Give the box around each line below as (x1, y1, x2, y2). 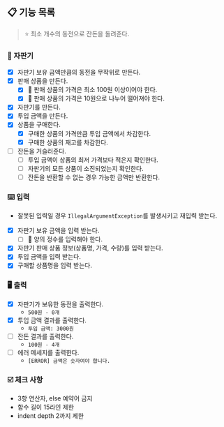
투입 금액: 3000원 (27, 325, 75, 332)
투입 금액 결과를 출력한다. (17, 316, 87, 324)
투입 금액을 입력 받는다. (17, 253, 82, 261)
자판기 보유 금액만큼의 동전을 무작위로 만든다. (17, 68, 141, 77)
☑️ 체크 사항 (7, 375, 43, 384)
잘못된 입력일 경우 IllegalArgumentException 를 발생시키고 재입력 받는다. (17, 211, 218, 220)
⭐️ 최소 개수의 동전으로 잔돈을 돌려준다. (24, 29, 130, 38)
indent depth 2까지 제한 (17, 412, 84, 420)
